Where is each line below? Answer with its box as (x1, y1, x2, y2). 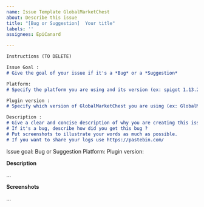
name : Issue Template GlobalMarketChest (6, 8, 110, 15)
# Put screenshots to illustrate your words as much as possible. (6, 131, 178, 137)
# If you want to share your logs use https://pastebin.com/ (6, 137, 165, 143)
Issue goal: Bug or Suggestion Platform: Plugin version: (6, 148, 144, 155)
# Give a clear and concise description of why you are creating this (6, 120, 189, 126)
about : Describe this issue (6, 15, 78, 21)
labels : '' (6, 25, 34, 32)
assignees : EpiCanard (6, 32, 61, 38)
